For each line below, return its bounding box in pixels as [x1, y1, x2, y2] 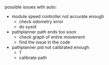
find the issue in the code [19, 39, 70, 45]
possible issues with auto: [4, 4, 57, 10]
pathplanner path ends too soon [11, 29, 77, 34]
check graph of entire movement [19, 34, 85, 40]
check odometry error [19, 19, 64, 24]
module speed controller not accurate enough [11, 14, 105, 19]
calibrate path [19, 55, 47, 60]
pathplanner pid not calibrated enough [11, 45, 89, 50]
